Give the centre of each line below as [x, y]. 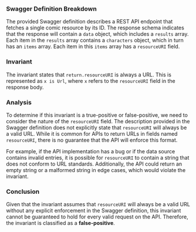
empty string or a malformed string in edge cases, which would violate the [96, 170]
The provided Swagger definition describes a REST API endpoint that [89, 22]
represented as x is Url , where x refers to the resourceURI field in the [91, 80]
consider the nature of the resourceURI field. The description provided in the [98, 121]
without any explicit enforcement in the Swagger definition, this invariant [94, 211]
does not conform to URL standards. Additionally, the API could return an [94, 164]
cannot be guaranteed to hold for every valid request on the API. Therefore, [97, 217]
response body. [25, 87]
